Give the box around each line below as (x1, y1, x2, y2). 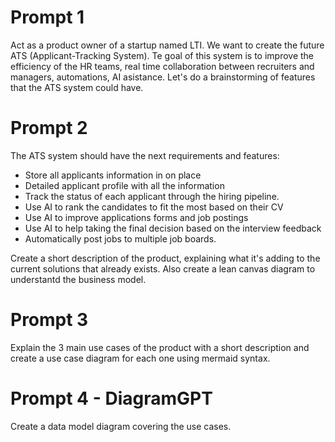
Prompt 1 (10, 6, 85, 29)
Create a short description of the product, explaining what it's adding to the (10, 252, 321, 264)
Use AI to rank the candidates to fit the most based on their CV (24, 201, 284, 213)
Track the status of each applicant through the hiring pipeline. (24, 190, 280, 202)
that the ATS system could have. (10, 81, 144, 93)
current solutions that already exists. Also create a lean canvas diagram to (10, 262, 316, 275)
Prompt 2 (10, 117, 88, 140)
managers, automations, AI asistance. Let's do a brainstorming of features (10, 71, 316, 83)
